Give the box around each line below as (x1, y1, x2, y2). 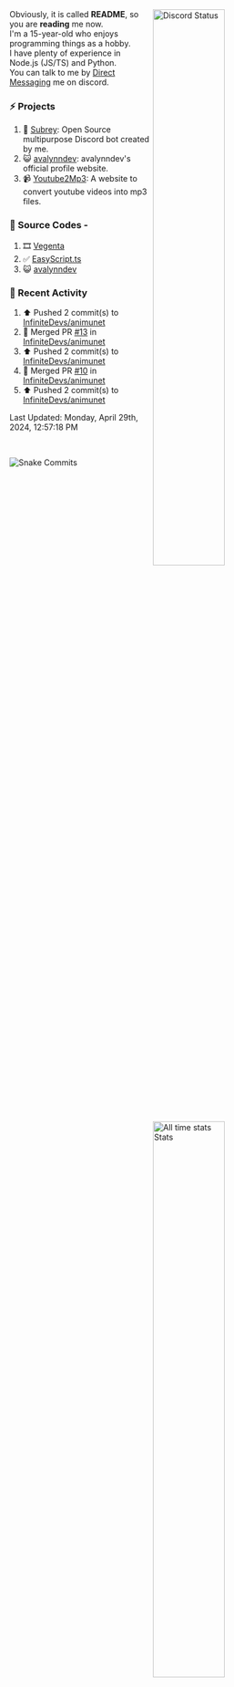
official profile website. (22, 163, 109, 174)
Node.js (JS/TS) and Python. (9, 57, 117, 68)
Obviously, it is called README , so (9, 9, 139, 19)
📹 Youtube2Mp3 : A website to (22, 173, 138, 184)
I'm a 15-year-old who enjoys (9, 28, 118, 39)
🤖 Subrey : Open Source (22, 124, 112, 135)
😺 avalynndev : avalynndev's (22, 153, 131, 164)
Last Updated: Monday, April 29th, (9, 411, 138, 422)
